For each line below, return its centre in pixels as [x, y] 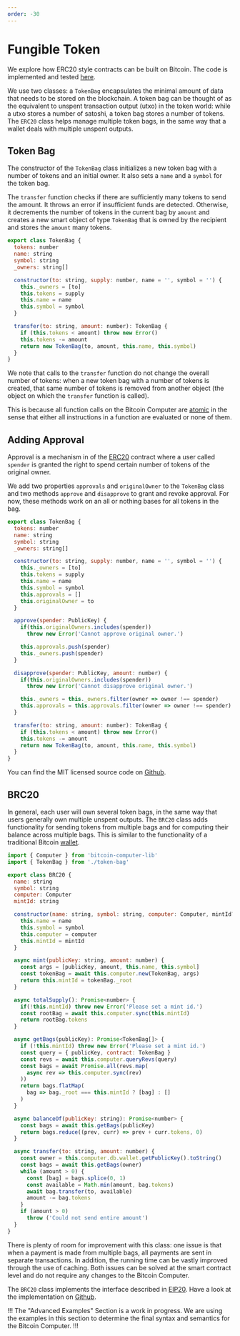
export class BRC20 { [40, 875]
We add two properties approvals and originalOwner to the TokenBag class [116, 486]
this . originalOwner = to [57, 601]
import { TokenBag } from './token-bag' [69, 862]
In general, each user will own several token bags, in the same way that [112, 812]
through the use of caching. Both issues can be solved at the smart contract [119, 1267]
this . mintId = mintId [52, 941]
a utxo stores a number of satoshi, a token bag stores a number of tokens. [116, 113]
